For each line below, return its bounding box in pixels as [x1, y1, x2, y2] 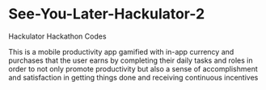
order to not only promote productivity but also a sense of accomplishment [8, 63, 258, 73]
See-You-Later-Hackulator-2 [8, 5, 205, 23]
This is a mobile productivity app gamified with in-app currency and [8, 47, 234, 56]
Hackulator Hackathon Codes [8, 31, 107, 41]
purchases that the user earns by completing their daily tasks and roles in [8, 55, 253, 65]
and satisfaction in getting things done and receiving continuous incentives [8, 72, 259, 82]
